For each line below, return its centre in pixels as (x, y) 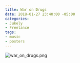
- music (13, 37)
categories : (17, 19)
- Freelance (17, 28)
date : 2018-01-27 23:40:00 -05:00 (40, 14)
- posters (15, 42)
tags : (10, 32)
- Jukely (14, 23)
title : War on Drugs (26, 10)
